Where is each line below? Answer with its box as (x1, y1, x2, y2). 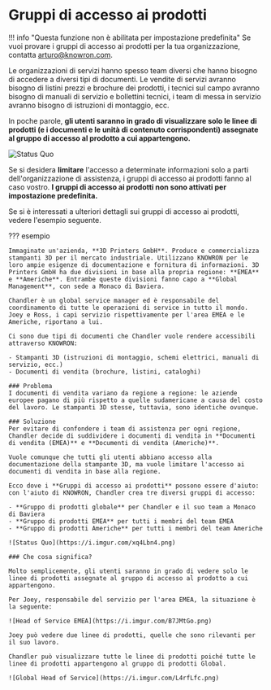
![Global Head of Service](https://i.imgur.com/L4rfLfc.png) (8, 674, 220, 682)
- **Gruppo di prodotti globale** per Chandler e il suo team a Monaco (8, 503, 256, 511)
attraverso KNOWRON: (8, 339, 79, 347)
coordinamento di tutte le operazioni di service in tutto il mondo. (8, 304, 249, 312)
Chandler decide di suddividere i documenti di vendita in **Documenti (8, 431, 256, 440)
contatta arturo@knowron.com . (8, 50, 114, 59)
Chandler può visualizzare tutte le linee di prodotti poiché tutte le (8, 653, 256, 661)
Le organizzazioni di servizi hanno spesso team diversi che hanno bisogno (8, 65, 258, 75)
